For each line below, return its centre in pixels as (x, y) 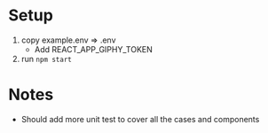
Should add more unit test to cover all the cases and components (140, 119)
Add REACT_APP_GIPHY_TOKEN (93, 49)
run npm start (46, 59)
